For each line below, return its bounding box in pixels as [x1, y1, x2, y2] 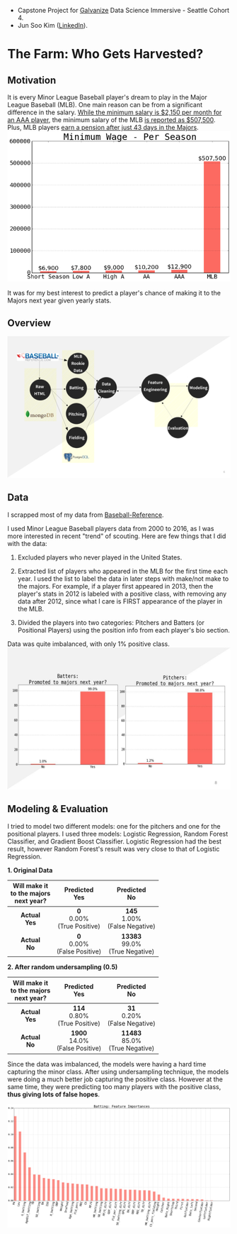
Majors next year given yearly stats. [7, 296, 112, 305]
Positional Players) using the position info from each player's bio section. [17, 626, 230, 634]
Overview [7, 317, 52, 329]
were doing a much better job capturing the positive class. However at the [7, 1075, 224, 1083]
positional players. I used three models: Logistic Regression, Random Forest [7, 829, 229, 838]
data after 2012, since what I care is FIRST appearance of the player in [17, 596, 223, 606]
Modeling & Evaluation [7, 803, 108, 815]
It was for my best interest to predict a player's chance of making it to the [7, 289, 221, 297]
